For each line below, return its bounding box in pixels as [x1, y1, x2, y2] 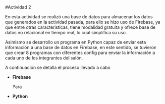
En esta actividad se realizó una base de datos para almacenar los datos [5, 14, 153, 19]
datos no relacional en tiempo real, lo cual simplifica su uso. [5, 30, 127, 35]
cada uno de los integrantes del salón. [5, 55, 83, 61]
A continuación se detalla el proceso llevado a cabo [5, 64, 110, 70]
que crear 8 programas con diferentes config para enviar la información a [5, 50, 155, 55]
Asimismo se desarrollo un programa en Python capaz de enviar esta [5, 39, 146, 45]
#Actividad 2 [5, 4, 31, 10]
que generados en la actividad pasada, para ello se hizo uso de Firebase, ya [5, 19, 161, 25]
